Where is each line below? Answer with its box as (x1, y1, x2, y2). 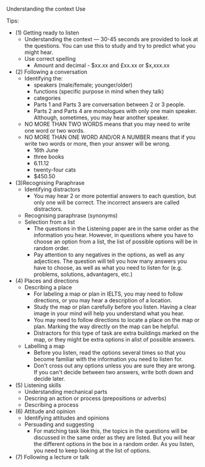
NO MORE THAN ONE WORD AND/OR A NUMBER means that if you (24, 133, 196, 141)
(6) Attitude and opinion (15, 408, 75, 415)
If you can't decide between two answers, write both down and (33, 369, 193, 375)
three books (33, 153, 64, 160)
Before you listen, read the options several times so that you (33, 349, 186, 356)
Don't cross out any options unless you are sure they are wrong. (33, 362, 196, 369)
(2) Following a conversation (15, 68, 88, 76)
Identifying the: (24, 75, 63, 82)
